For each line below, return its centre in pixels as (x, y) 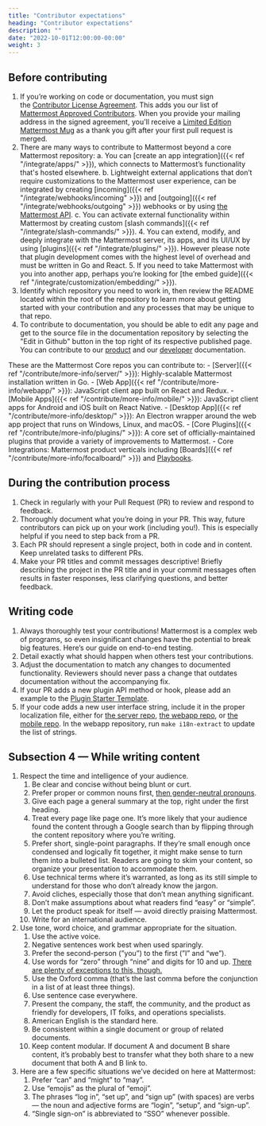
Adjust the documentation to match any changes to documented (125, 664)
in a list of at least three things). (83, 987)
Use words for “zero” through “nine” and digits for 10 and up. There (142, 962)
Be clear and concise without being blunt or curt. (112, 784)
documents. (51, 1038)
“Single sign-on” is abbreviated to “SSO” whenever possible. (131, 1114)
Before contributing (58, 77)
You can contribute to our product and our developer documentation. (133, 350)
